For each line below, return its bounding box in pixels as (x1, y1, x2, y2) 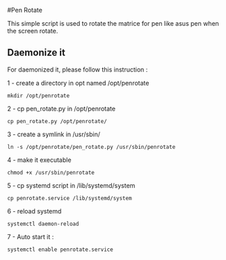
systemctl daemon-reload (7, 220, 79, 227)
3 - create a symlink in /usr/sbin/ (7, 130, 101, 138)
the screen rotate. (7, 27, 58, 35)
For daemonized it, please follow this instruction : (7, 65, 148, 74)
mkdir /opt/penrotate (7, 92, 70, 99)
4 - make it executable (7, 156, 72, 164)
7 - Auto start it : (7, 232, 54, 241)
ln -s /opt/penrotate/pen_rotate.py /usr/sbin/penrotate (7, 143, 176, 150)
